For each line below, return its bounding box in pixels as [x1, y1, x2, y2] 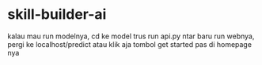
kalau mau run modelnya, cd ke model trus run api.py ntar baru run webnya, [7, 31, 255, 41]
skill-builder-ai [7, 5, 107, 23]
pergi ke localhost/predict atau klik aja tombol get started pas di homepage [7, 39, 253, 49]
